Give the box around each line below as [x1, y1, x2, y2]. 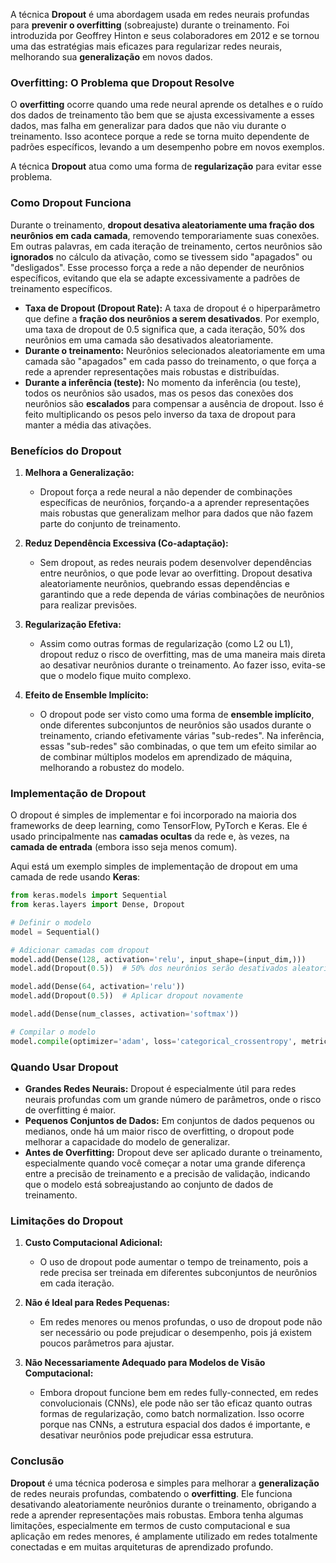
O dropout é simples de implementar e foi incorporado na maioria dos [10, 809, 297, 821]
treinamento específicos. [10, 282, 113, 294]
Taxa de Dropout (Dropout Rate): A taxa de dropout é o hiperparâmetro [24, 302, 321, 314]
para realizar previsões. [39, 599, 138, 611]
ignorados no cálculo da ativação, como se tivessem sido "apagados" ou [10, 250, 313, 263]
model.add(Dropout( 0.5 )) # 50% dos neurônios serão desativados [10, 964, 288, 974]
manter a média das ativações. [24, 419, 152, 431]
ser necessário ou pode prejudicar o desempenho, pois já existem [39, 1327, 313, 1339]
